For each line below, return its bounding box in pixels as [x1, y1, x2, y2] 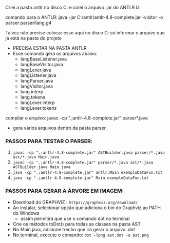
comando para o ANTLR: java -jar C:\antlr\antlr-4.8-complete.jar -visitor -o [5, 14, 163, 20]
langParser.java [20, 78, 53, 84]
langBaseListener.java [20, 56, 67, 62]
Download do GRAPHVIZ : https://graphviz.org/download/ [12, 199, 138, 205]
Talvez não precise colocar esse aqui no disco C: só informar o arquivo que [5, 30, 165, 35]
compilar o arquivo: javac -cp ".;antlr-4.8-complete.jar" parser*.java [5, 115, 148, 121]
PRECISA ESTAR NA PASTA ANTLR [12, 45, 87, 51]
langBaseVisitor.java [20, 62, 63, 67]
